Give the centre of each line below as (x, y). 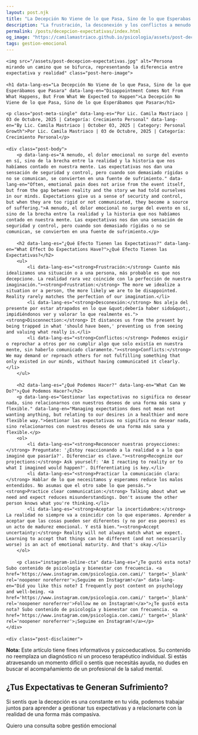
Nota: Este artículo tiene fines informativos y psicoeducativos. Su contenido (98, 650)
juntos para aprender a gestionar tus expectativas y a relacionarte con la (94, 708)
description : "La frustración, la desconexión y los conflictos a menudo (99, 25)
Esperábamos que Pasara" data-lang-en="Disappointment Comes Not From (95, 91)
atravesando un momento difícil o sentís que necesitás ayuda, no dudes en (97, 662)
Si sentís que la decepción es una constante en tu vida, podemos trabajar (95, 701)
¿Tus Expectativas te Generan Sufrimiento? (87, 687)
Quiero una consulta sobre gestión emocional (61, 726)
